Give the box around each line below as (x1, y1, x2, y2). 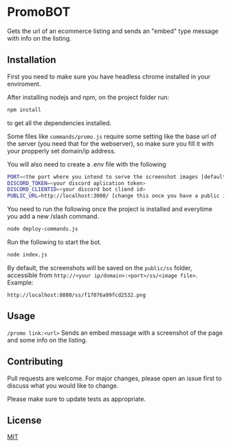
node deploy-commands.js (7, 226, 78, 232)
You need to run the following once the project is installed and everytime (7, 205, 213, 213)
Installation (7, 54, 56, 66)
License (7, 414, 42, 426)
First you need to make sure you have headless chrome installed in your (7, 72, 211, 80)
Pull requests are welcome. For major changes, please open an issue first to (7, 374, 222, 382)
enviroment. (7, 80, 41, 88)
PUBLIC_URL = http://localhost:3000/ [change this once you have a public (7, 193, 220, 199)
